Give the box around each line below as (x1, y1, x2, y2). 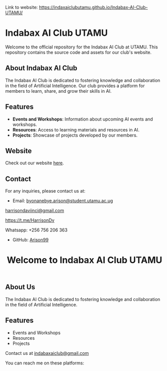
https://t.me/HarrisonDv (5, 217, 55, 223)
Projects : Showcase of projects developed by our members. (12, 132, 138, 138)
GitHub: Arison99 (12, 237, 49, 243)
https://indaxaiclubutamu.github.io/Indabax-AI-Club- (39, 5, 148, 10)
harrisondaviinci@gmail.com (5, 208, 64, 214)
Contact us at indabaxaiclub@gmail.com (5, 350, 89, 356)
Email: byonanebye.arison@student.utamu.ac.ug (12, 198, 113, 204)
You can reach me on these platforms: (5, 360, 85, 366)
